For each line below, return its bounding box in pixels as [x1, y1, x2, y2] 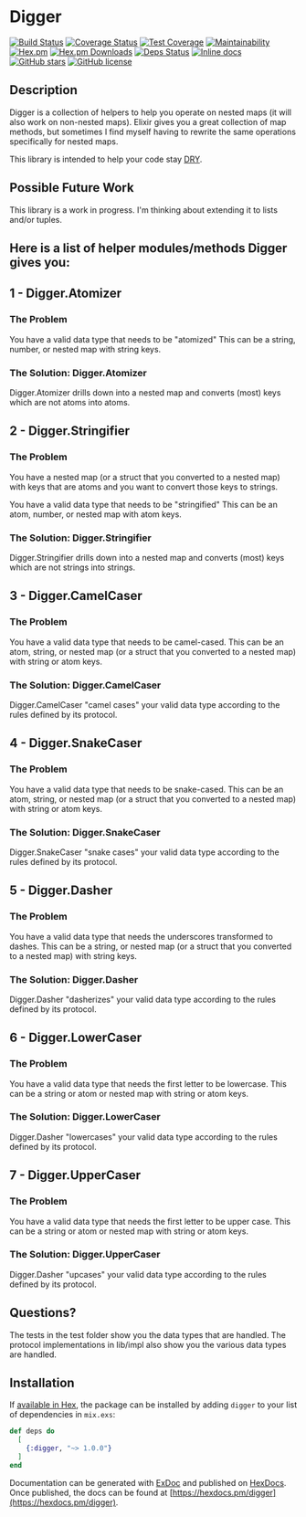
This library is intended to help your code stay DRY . [9, 153, 203, 164]
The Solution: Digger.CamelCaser [9, 679, 162, 691]
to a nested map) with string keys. [9, 950, 137, 961]
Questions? [9, 1305, 77, 1321]
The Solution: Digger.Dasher [9, 973, 139, 985]
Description [9, 82, 78, 98]
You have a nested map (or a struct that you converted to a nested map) [9, 471, 280, 482]
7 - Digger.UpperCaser [9, 1167, 142, 1184]
